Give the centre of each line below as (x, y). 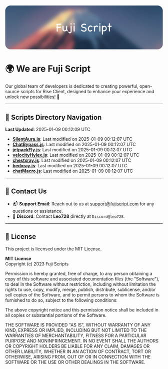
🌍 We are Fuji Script (48, 69)
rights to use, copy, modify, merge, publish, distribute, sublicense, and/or (80, 289)
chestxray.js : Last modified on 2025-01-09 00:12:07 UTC (72, 160)
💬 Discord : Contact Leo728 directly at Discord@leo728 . (68, 216)
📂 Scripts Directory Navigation (53, 117)
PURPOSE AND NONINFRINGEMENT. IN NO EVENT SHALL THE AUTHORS (82, 340)
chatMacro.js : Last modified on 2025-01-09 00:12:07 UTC (73, 171)
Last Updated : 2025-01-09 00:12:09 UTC (48, 129)
